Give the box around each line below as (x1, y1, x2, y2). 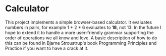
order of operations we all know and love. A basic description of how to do (5, 35, 158, 41)
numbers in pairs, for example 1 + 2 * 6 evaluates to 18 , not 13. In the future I (5, 24, 162, 30)
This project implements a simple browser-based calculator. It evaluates (5, 19, 152, 25)
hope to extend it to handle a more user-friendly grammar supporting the (5, 29, 154, 35)
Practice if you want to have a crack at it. (5, 45, 89, 51)
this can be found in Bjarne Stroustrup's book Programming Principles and (5, 40, 157, 46)
